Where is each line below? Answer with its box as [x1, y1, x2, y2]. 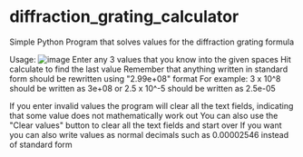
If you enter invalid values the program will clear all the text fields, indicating [9, 100, 294, 111]
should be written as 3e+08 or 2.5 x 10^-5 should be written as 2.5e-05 [9, 83, 277, 93]
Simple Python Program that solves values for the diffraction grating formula [9, 36, 295, 47]
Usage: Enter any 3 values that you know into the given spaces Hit [9, 54, 292, 64]
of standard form [9, 139, 73, 150]
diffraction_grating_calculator [9, 6, 239, 27]
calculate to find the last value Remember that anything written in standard [9, 64, 288, 74]
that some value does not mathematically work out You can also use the [9, 110, 279, 121]
